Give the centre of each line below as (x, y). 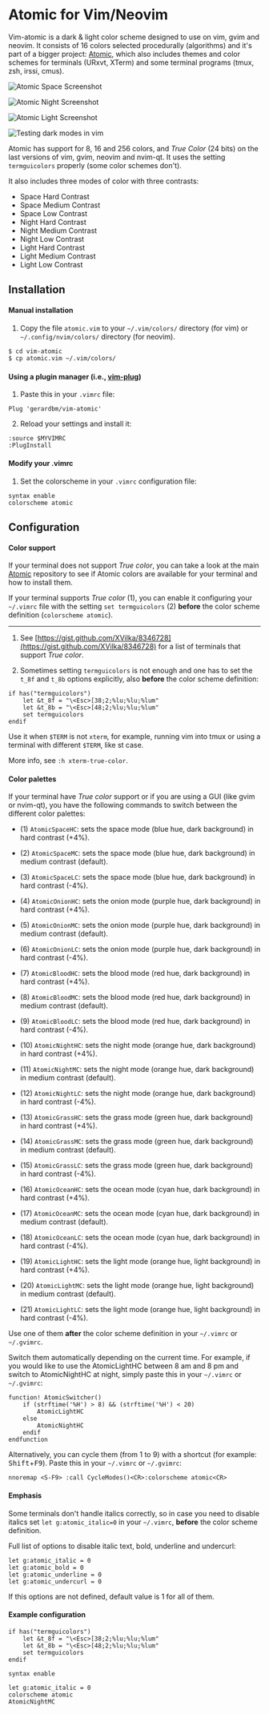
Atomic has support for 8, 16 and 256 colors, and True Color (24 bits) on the (133, 148)
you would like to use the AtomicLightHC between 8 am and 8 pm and (123, 1366)
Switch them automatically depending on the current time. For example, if (129, 1358)
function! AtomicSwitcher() (55, 1398)
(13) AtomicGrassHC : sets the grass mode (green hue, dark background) (137, 1118)
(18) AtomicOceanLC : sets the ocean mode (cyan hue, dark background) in (140, 1238)
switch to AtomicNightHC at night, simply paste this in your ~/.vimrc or (125, 1375)
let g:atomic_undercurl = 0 (55, 1582)
